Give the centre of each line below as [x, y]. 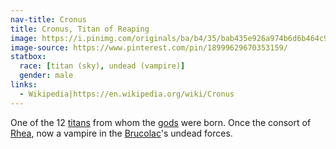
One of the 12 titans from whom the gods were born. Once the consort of [161, 122]
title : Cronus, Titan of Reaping [80, 29]
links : [24, 85]
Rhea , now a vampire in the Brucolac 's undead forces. [121, 133]
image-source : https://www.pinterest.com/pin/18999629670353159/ [149, 47]
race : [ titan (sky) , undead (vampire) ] [102, 66]
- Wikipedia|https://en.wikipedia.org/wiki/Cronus [127, 94]
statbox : [28, 57]
